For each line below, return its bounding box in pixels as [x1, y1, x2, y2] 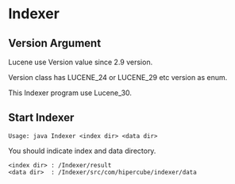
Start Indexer [8, 111, 75, 125]
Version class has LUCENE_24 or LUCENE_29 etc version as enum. [8, 73, 228, 82]
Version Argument [8, 36, 102, 50]
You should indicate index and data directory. [8, 146, 156, 155]
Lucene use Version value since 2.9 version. [8, 57, 153, 67]
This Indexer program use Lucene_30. [8, 88, 133, 98]
